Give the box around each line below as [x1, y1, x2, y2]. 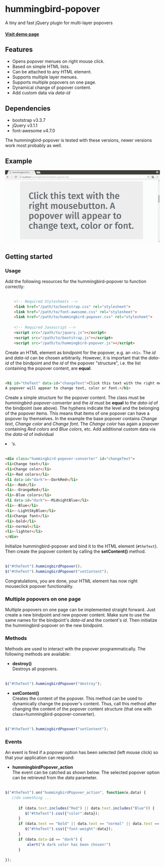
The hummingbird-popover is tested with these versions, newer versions [5, 137, 152, 144]
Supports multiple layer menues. [12, 74, 78, 80]
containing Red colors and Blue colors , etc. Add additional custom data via [5, 426, 156, 432]
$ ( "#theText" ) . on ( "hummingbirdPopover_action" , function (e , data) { [5, 790, 146, 795]
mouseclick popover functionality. [5, 583, 74, 589]
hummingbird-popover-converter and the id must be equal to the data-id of [5, 400, 158, 406]
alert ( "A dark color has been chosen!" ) [27, 842, 111, 847]
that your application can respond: [5, 755, 75, 760]
